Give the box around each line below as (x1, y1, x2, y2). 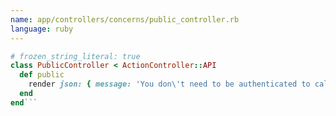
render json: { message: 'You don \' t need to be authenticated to (28, 79, 311, 90)
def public (19, 70, 65, 80)
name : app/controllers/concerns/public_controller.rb (10, 14, 240, 25)
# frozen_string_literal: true (10, 51, 141, 61)
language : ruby (10, 24, 74, 34)
